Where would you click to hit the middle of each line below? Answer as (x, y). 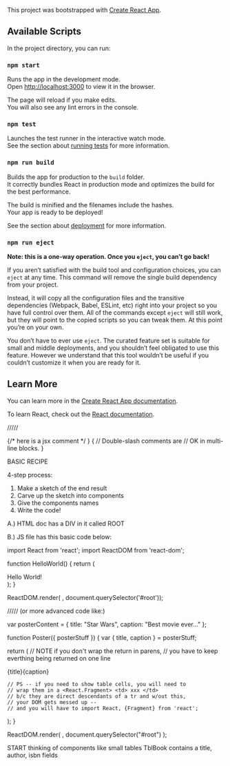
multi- (215, 441)
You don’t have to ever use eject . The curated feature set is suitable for (108, 341)
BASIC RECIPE (28, 462)
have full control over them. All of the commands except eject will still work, (115, 312)
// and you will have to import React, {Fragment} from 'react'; (103, 708)
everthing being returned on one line (59, 658)
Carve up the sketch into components (70, 495)
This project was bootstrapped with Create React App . (84, 10)
